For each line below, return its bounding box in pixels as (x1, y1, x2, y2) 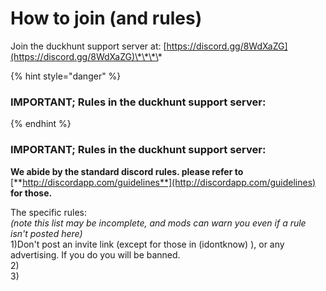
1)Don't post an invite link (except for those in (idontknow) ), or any (10, 238, 285, 250)
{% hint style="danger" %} (10, 70, 122, 82)
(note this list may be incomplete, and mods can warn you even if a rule (10, 217, 307, 229)
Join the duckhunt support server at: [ (10, 40, 167, 52)
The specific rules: (10, 206, 87, 218)
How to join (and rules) (10, 7, 203, 30)
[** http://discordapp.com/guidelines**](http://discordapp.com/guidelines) (10, 176, 317, 188)
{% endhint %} (10, 118, 72, 130)
